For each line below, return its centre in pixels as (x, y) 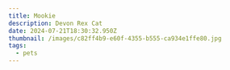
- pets (27, 53)
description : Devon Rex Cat (56, 23)
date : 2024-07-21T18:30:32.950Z (63, 31)
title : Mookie (32, 16)
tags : (17, 46)
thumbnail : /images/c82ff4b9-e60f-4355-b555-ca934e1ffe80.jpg (115, 38)
